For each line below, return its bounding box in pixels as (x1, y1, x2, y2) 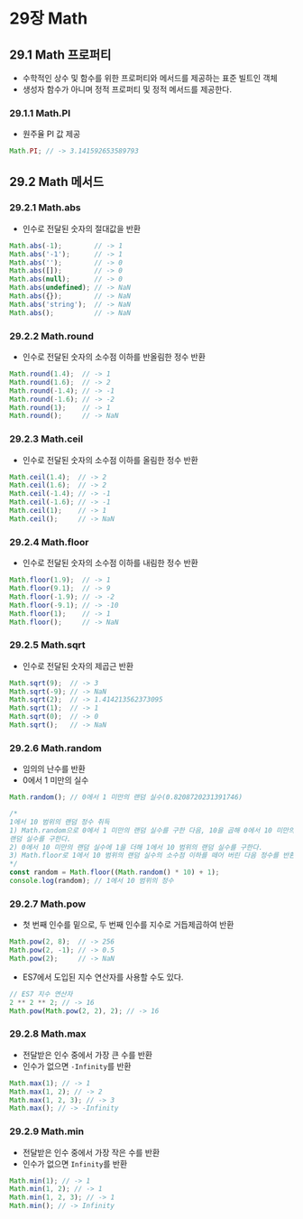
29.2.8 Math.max (9, 1028, 87, 1040)
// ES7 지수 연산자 (9, 990, 73, 999)
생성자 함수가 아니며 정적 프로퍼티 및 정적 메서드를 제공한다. (22, 84, 233, 95)
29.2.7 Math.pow (9, 898, 87, 910)
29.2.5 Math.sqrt (9, 638, 86, 651)
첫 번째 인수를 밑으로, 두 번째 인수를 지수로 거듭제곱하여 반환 (22, 919, 234, 930)
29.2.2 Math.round (9, 330, 95, 342)
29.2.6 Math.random (9, 741, 102, 754)
